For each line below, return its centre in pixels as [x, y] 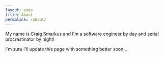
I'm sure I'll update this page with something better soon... [66, 49]
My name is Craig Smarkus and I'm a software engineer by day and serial [82, 34]
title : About [19, 15]
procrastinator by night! [30, 39]
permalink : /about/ [26, 19]
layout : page [19, 10]
